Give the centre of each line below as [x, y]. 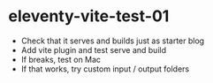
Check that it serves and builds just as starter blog [113, 41]
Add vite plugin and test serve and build [94, 49]
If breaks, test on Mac [61, 59]
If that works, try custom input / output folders [105, 69]
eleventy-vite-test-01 [89, 16]
